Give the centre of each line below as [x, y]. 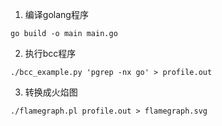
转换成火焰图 [51, 92]
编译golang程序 [56, 14]
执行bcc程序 [50, 53]
